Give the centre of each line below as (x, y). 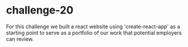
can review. (20, 39)
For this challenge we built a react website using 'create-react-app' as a (93, 26)
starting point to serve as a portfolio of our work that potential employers (94, 32)
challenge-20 (40, 10)
